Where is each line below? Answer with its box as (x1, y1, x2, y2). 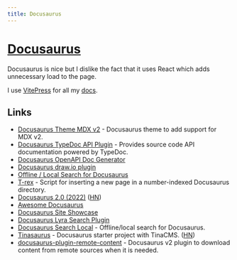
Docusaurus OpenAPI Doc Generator (17, 156, 126, 164)
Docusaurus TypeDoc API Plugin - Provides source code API (17, 140, 195, 149)
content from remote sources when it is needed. (17, 246, 159, 254)
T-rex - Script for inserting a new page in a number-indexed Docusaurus (17, 178, 229, 187)
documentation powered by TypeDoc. (17, 148, 129, 156)
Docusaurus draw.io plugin (17, 163, 97, 171)
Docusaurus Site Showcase (17, 208, 99, 217)
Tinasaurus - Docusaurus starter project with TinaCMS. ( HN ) (17, 231, 195, 239)
